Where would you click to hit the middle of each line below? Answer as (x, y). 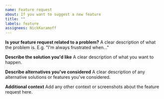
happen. (14, 62)
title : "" (15, 19)
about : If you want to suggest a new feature (53, 14)
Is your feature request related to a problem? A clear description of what (81, 42)
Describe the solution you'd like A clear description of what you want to (80, 57)
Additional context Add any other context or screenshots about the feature (82, 87)
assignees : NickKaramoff (31, 28)
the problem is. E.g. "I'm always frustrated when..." (57, 48)
